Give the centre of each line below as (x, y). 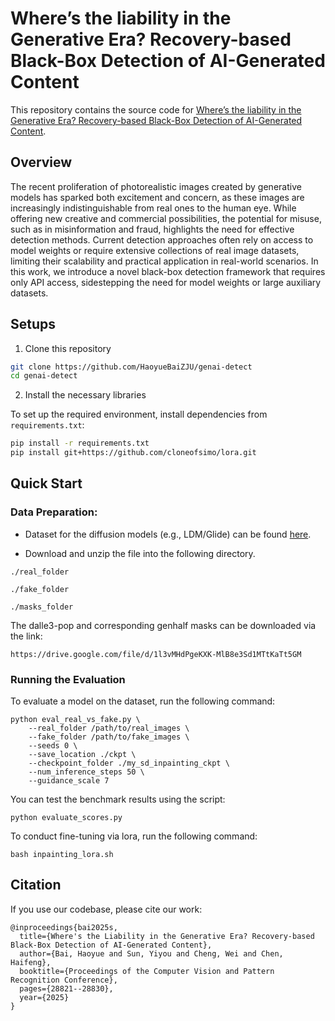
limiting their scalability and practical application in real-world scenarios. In (164, 261)
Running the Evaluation (68, 679)
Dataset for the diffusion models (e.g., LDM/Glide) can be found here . (168, 534)
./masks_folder (42, 607)
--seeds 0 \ (53, 746)
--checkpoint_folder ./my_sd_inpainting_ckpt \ (129, 763)
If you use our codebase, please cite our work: (106, 909)
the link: (26, 636)
